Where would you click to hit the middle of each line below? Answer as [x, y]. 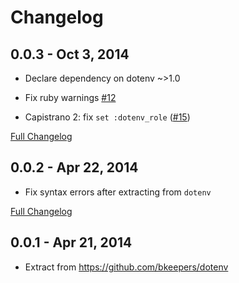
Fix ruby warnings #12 [70, 97]
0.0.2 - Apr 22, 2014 [74, 167]
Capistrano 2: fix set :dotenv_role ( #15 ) [107, 117]
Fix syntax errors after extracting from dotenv [118, 192]
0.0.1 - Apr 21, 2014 [71, 242]
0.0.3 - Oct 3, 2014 [70, 54]
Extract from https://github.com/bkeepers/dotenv [126, 267]
